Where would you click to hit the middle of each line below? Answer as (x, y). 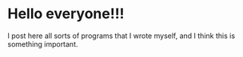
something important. (43, 44)
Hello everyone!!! (66, 14)
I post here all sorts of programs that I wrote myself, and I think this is (121, 36)
